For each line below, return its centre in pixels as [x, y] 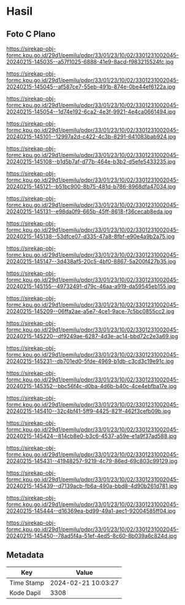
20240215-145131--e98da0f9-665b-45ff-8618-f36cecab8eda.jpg [89, 211]
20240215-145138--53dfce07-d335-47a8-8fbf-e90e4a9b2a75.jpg [91, 236]
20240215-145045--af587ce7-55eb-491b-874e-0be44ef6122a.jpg [91, 87]
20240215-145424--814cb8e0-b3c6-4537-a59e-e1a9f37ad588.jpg [92, 436]
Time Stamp [27, 583]
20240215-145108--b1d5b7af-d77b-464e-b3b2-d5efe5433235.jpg [91, 162]
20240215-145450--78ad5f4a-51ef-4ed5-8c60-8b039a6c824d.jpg [92, 536]
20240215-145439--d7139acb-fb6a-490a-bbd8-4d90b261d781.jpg [92, 486]
